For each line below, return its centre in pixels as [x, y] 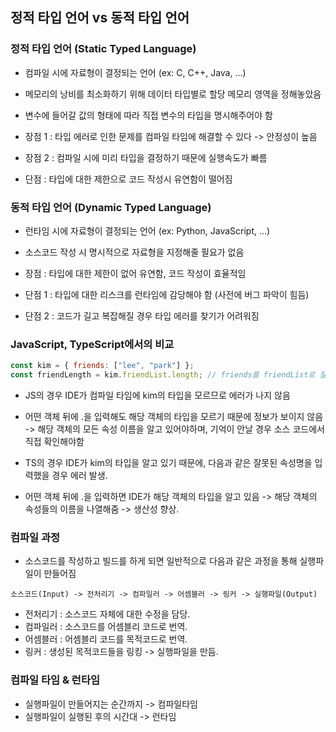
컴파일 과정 [35, 537]
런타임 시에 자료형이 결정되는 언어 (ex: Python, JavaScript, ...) [147, 230]
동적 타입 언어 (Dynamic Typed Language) [111, 207]
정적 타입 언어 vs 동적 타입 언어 [100, 18]
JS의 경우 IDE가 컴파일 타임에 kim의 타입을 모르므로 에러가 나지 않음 [157, 395]
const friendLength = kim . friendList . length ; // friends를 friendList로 [163, 375]
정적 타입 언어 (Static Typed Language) [103, 49]
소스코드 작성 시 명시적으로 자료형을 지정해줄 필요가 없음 [134, 252]
